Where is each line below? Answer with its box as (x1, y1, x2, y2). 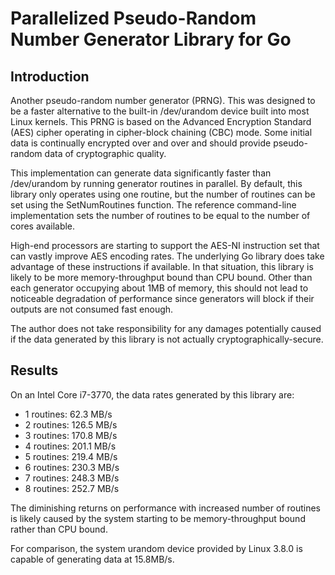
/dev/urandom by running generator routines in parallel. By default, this (10, 178, 303, 189)
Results (10, 362, 59, 379)
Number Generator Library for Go (10, 28, 292, 51)
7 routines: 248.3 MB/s (24, 472, 120, 484)
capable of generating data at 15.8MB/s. (10, 553, 175, 565)
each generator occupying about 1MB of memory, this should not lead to (10, 282, 309, 294)
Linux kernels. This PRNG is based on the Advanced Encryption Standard (10, 116, 312, 127)
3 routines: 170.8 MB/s (24, 429, 118, 441)
